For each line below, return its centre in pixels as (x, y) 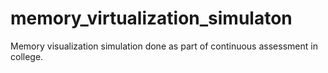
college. (27, 56)
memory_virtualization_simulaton (151, 18)
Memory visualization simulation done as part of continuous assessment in (164, 46)
